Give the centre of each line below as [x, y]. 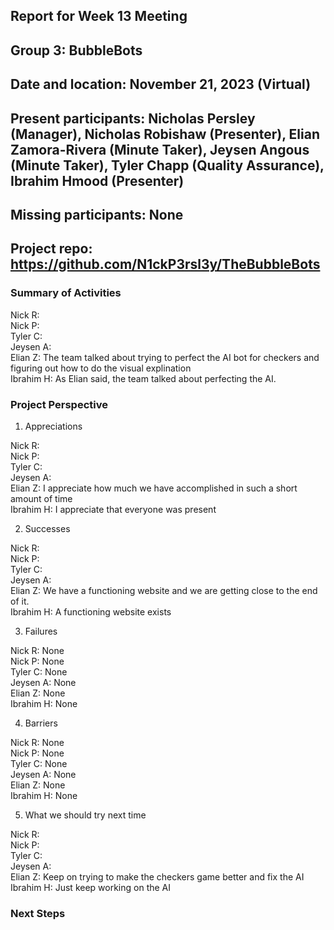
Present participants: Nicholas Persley [133, 118]
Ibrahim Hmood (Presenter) [97, 180]
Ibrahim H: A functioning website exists [91, 611]
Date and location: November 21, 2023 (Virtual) [161, 84]
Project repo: [51, 249]
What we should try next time [85, 815]
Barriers [41, 723]
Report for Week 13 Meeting [99, 16]
